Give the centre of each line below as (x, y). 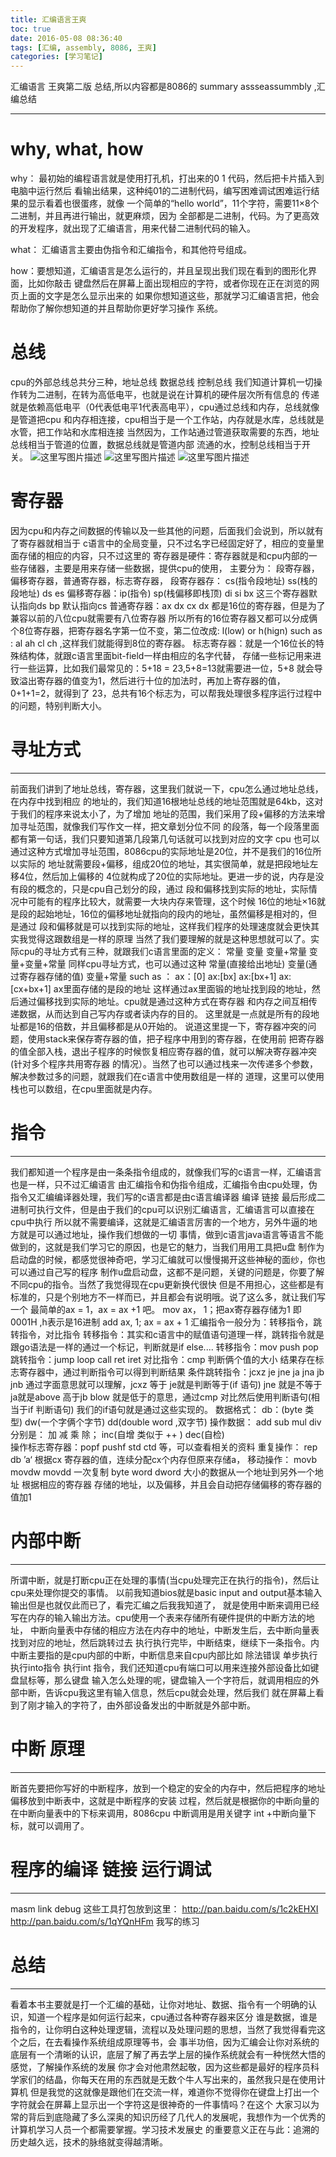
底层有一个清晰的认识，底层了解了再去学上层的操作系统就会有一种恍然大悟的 (168, 2054)
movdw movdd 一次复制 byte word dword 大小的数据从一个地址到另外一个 (162, 1472)
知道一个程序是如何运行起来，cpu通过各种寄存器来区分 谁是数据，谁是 (172, 2017)
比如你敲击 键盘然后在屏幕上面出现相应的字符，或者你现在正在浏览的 (169, 283)
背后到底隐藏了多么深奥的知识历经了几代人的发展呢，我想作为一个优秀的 (176, 2117)
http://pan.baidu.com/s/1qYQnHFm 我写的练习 (105, 1921)
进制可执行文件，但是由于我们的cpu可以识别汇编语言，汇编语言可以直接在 (162, 1209)
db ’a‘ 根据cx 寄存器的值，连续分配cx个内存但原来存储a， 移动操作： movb (163, 1459)
